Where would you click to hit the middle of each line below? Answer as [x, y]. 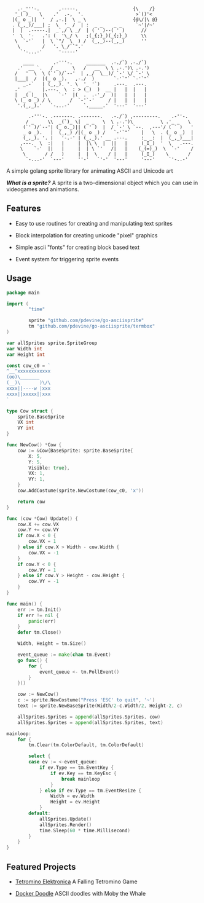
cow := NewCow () [38, 695]
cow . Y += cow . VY [38, 530]
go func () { [33, 660]
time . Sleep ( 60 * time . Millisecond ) [85, 830]
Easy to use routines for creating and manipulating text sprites [94, 223]
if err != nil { [38, 615]
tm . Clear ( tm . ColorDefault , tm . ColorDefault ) [86, 745]
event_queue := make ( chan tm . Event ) [65, 655]
